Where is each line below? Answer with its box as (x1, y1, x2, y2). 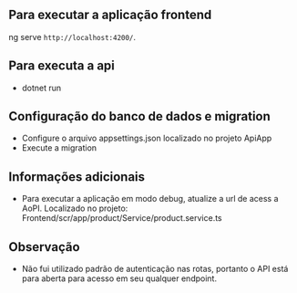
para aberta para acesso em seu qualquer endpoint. (21, 273, 218, 284)
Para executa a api (8, 58, 115, 74)
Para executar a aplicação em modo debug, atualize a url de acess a (21, 194, 279, 204)
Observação (8, 239, 80, 255)
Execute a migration (21, 142, 97, 153)
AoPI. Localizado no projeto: (21, 203, 128, 214)
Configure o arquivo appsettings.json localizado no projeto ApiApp (21, 132, 272, 144)
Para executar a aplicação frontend (8, 7, 212, 23)
